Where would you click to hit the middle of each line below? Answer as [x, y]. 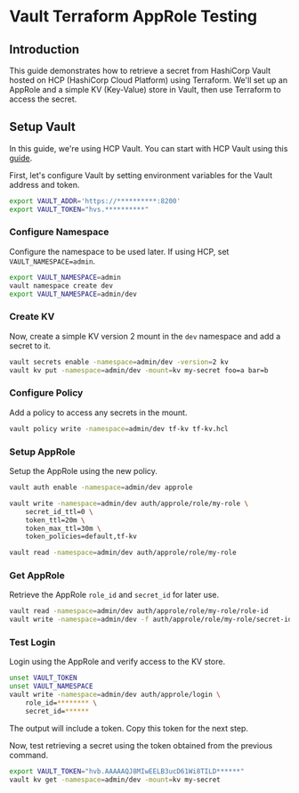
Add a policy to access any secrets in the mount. [98, 413]
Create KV [32, 316]
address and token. [44, 184]
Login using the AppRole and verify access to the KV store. [117, 662]
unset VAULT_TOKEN [43, 678]
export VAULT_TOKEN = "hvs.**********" [79, 209]
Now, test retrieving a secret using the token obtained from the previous [141, 745]
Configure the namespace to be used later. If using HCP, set [119, 251]
